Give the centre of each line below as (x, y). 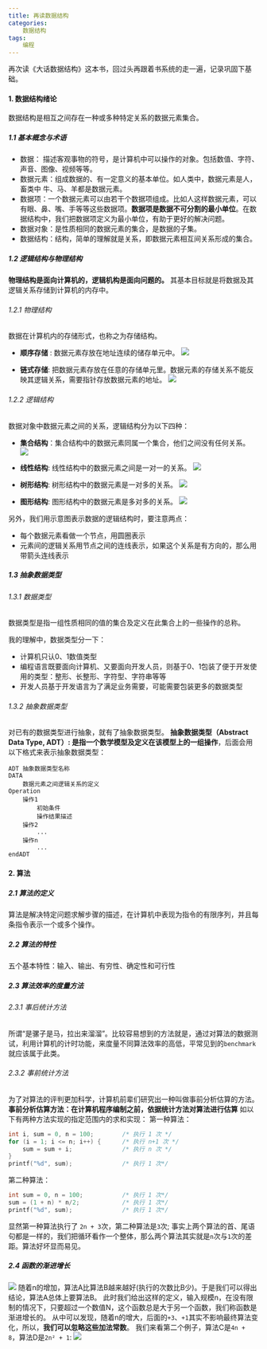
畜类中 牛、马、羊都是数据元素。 (73, 189)
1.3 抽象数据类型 (35, 575)
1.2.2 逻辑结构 (31, 400)
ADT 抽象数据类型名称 (39, 769)
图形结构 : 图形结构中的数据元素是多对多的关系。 (98, 501)
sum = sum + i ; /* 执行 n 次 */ (97, 1149)
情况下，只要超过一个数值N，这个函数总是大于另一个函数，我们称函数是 (139, 1307)
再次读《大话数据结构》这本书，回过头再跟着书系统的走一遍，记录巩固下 (126, 69)
